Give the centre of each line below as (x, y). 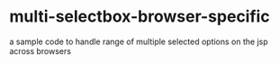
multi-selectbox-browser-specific (139, 17)
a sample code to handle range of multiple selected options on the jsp (139, 41)
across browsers (40, 50)
